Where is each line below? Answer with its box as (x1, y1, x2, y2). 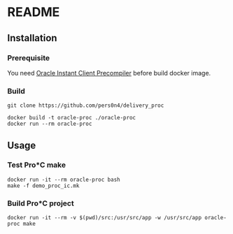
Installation (7, 32, 57, 44)
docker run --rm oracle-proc (7, 120, 92, 128)
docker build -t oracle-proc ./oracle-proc (7, 115, 136, 122)
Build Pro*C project (7, 198, 75, 208)
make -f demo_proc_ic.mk (7, 182, 80, 189)
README (7, 4, 60, 20)
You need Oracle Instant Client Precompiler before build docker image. (7, 68, 211, 77)
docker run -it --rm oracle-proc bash (7, 176, 120, 183)
